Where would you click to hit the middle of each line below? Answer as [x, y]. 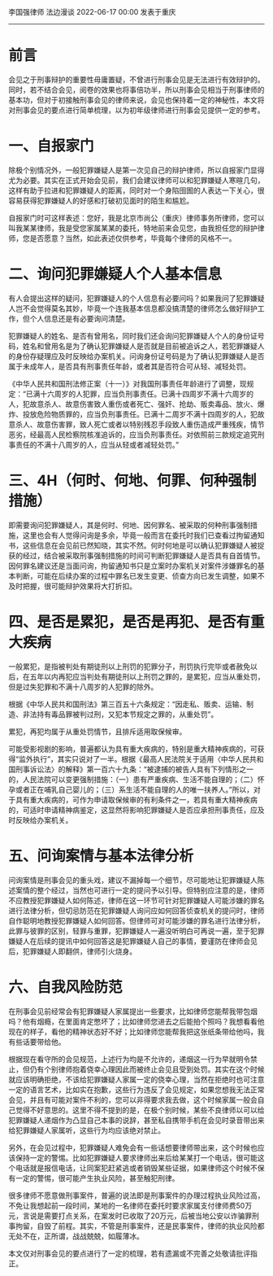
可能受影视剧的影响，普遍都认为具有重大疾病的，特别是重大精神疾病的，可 [133, 749]
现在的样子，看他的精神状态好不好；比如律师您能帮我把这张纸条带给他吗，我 [136, 1031]
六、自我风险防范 [66, 987]
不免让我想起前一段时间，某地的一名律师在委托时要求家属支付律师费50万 [130, 1205]
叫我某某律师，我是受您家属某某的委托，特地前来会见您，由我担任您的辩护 [133, 228]
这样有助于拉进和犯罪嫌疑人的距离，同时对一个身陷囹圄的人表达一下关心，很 [136, 190]
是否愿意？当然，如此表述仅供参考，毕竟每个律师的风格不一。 [133, 238]
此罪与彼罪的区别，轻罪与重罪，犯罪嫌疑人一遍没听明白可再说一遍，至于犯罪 [136, 931]
